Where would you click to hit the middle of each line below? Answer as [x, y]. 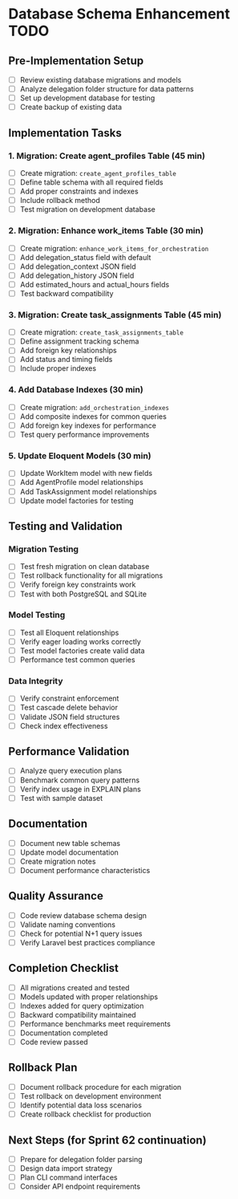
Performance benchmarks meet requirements [95, 1023]
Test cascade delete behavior [69, 708]
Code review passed [54, 1042]
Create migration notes [58, 861]
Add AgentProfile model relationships [82, 482]
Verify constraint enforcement [69, 698]
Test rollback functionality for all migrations [91, 575]
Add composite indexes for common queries [93, 416]
